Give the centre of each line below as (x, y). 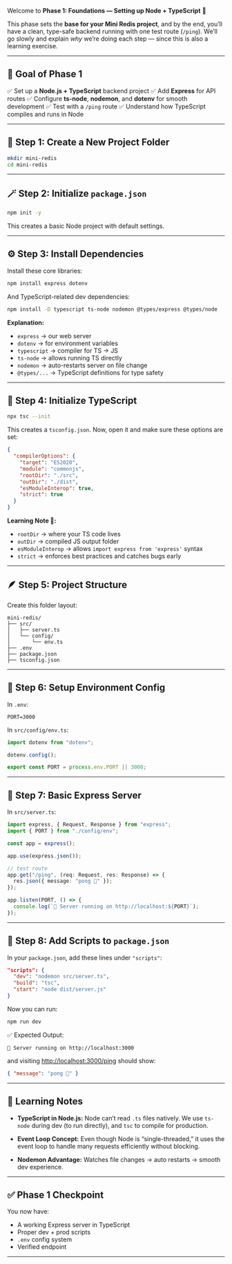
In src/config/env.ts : (38, 730)
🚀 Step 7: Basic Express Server (74, 795)
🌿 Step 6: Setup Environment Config (86, 688)
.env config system (45, 1240)
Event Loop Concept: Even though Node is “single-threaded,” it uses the (121, 1138)
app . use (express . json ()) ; (44, 856)
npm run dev (24, 1022)
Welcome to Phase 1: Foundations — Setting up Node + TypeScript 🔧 (107, 11)
